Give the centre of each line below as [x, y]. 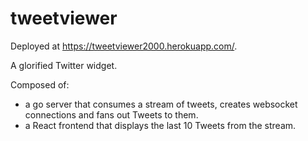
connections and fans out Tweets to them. [111, 114]
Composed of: [40, 84]
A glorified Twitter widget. [64, 65]
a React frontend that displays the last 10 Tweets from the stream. [160, 125]
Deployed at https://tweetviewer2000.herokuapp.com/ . [124, 46]
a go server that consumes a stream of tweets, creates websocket [161, 104]
